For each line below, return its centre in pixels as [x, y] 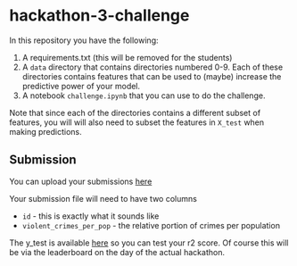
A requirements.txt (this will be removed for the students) [127, 57]
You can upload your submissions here [81, 181]
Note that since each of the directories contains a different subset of [135, 112]
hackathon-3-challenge [99, 16]
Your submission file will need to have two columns [103, 198]
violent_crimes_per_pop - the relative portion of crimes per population [151, 225]
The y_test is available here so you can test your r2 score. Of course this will [149, 243]
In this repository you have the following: [84, 40]
